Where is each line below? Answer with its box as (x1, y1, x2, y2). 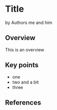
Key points (5, 61, 39, 69)
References (5, 98, 41, 107)
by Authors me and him (5, 20, 53, 25)
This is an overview (5, 46, 44, 52)
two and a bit (12, 79, 39, 85)
